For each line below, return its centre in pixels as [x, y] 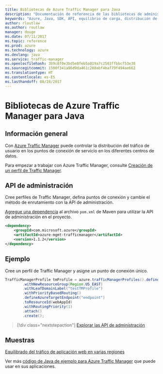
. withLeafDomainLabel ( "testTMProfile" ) [63, 289]
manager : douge [20, 32]
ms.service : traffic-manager [34, 59]
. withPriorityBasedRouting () [52, 293]
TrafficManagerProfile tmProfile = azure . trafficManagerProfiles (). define [82, 279]
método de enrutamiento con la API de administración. [59, 202]
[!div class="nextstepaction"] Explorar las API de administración [81, 325]
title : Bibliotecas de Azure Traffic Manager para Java [63, 9]
